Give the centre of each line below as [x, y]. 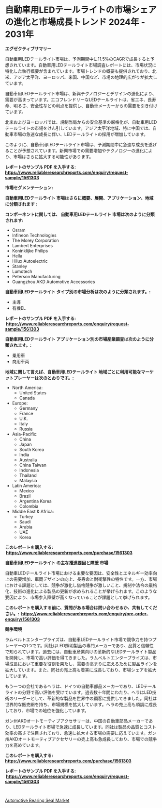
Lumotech [22, 271]
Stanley [20, 266]
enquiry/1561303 [22, 619]
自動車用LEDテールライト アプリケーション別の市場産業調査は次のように [77, 339]
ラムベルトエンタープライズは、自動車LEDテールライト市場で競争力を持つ [79, 640]
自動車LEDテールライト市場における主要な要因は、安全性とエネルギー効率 [79, 573]
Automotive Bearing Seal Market [37, 800]
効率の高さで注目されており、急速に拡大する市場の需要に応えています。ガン [81, 733]
